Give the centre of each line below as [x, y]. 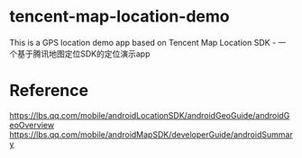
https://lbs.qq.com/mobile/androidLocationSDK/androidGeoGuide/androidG [150, 115]
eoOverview [32, 125]
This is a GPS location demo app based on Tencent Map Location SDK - [143, 42]
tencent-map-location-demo [119, 17]
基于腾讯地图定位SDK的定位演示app [83, 53]
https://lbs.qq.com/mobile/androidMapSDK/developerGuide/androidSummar [151, 134]
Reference [49, 91]
